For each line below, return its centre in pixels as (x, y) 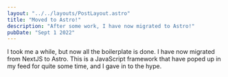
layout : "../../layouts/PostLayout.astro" (69, 13)
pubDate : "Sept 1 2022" (41, 32)
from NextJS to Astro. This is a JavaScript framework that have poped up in (114, 59)
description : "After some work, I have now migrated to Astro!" (101, 26)
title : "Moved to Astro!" (44, 20)
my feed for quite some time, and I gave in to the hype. (84, 66)
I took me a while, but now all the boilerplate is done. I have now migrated (111, 52)
